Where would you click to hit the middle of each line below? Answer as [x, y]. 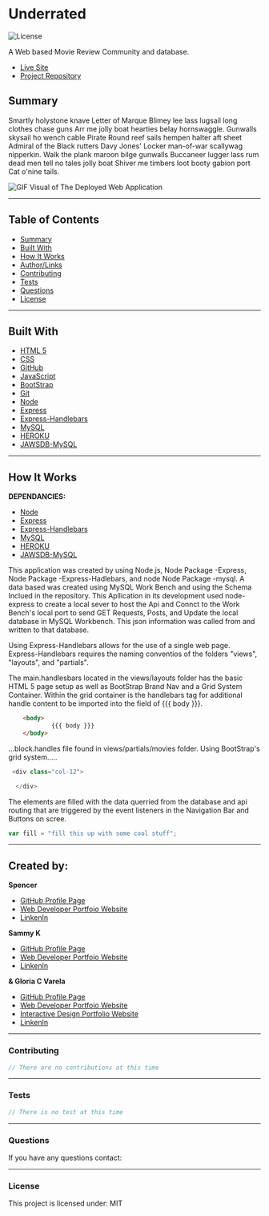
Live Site [34, 67]
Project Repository [50, 75]
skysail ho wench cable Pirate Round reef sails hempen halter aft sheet [125, 137]
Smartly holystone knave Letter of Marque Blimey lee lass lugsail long [123, 120]
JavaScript [38, 376]
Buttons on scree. [37, 818]
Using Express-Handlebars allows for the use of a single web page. [119, 646]
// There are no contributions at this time [84, 1068]
